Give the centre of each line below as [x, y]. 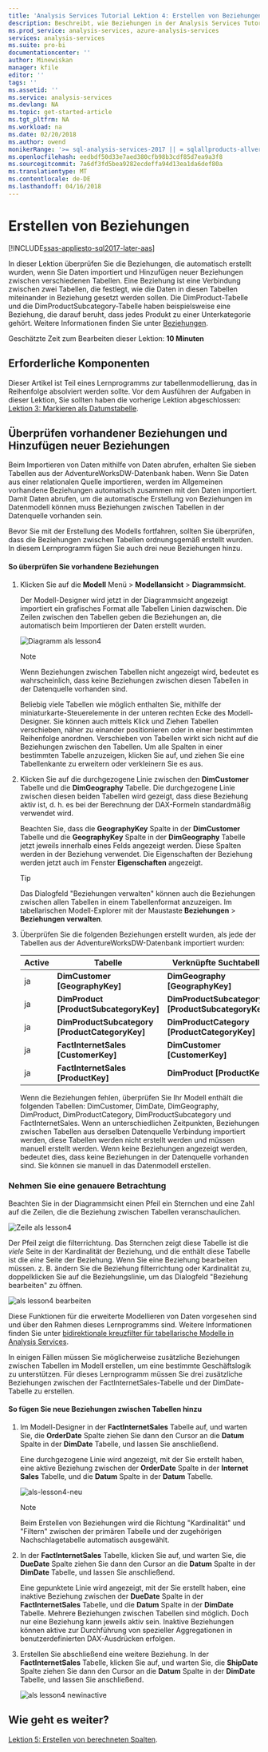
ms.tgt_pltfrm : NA [39, 120]
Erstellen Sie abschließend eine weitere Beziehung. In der [114, 1655]
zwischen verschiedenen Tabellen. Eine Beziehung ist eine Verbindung [124, 280]
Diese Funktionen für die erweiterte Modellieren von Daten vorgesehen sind [132, 1316]
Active [36, 962]
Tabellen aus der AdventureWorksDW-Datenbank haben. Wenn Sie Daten [128, 474]
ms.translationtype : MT [48, 172]
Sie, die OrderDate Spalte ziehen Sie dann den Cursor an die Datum [132, 1436]
